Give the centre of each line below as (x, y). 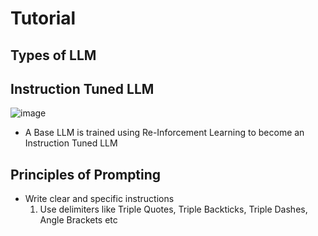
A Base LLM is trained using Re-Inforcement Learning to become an (164, 133)
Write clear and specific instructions (99, 199)
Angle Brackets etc (78, 220)
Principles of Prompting (86, 174)
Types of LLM (53, 55)
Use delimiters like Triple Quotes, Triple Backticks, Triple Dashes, (173, 209)
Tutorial (43, 18)
